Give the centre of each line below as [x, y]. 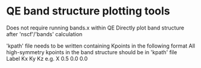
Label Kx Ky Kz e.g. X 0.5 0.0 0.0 [47, 58]
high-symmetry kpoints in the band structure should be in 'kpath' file [92, 52]
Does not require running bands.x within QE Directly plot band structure [95, 28]
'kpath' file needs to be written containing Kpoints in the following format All [101, 46]
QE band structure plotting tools [88, 11]
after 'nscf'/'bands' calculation [44, 34]
